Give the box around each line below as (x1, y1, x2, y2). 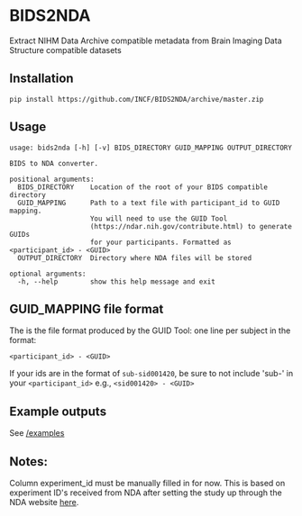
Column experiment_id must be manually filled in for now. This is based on (9, 478, 286, 488)
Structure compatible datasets (9, 44, 122, 55)
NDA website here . (9, 497, 79, 507)
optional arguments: (9, 269, 87, 278)
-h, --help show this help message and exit (17, 276, 216, 286)
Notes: (9, 454, 48, 469)
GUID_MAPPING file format (9, 301, 164, 316)
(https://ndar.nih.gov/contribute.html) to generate (89, 222, 293, 231)
